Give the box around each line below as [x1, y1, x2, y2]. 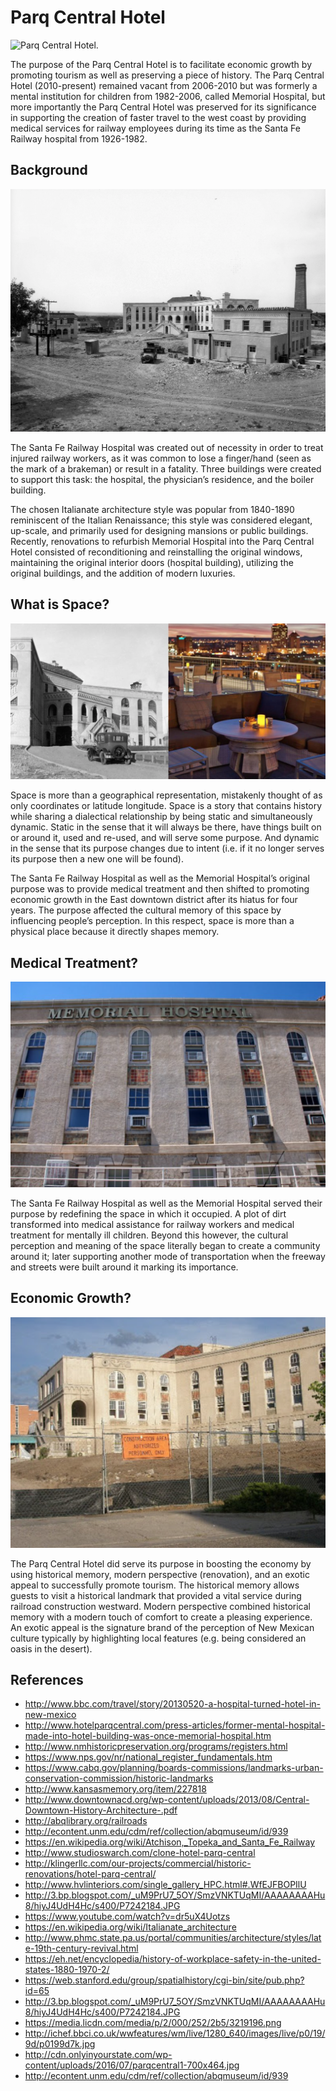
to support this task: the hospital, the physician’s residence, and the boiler [10, 474, 315, 486]
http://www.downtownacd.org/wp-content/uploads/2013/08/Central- [24, 1794, 310, 1806]
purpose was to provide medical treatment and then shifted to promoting [10, 883, 310, 895]
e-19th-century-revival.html [24, 1942, 139, 1955]
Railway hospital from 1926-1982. [10, 132, 148, 145]
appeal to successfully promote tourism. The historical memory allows [10, 1579, 300, 1591]
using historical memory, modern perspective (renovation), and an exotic [10, 1568, 310, 1580]
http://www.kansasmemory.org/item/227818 [24, 1783, 207, 1795]
